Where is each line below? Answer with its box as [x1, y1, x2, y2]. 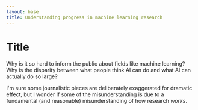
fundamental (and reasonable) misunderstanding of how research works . [6, 97, 188, 105]
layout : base [6, 8, 39, 15]
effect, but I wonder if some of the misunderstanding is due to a [6, 91, 164, 98]
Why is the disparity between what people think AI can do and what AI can [6, 67, 191, 74]
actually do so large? [6, 73, 58, 80]
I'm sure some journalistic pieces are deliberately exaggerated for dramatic [6, 85, 193, 92]
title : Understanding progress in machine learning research [6, 14, 163, 20]
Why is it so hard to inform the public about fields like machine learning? [6, 60, 185, 67]
